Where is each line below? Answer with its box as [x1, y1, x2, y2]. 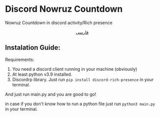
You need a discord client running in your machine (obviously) [12, 66, 137, 72]
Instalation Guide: [5, 43, 61, 52]
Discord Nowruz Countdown [5, 3, 123, 15]
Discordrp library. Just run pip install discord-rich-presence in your [12, 76, 154, 82]
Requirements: [5, 57, 34, 62]
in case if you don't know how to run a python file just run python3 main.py [5, 101, 156, 107]
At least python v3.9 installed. [12, 71, 72, 77]
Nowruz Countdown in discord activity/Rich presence [5, 20, 113, 26]
